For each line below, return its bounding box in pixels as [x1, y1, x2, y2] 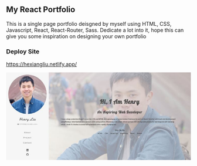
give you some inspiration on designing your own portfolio [6, 32, 147, 40]
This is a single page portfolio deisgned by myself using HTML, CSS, [6, 20, 172, 27]
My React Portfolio [6, 5, 76, 15]
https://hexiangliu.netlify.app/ [6, 61, 77, 68]
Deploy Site [6, 47, 40, 55]
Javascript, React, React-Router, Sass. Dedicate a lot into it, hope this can [6, 26, 184, 33]
